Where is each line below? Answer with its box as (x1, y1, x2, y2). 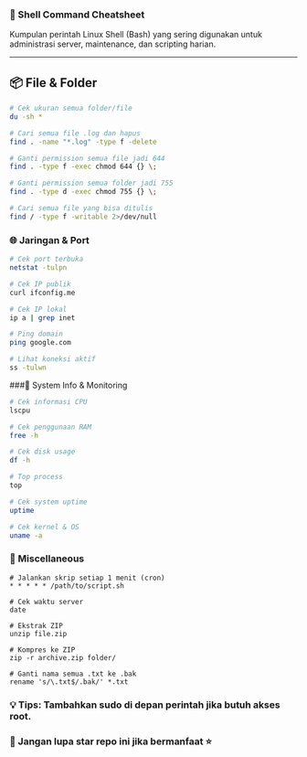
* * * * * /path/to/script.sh (9, 581, 125, 591)
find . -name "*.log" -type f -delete (9, 137, 157, 146)
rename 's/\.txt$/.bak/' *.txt (9, 677, 129, 687)
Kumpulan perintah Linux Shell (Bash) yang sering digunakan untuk (9, 29, 263, 40)
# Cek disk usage (9, 447, 76, 456)
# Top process (9, 473, 64, 482)
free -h (9, 431, 39, 440)
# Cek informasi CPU (9, 397, 89, 406)
